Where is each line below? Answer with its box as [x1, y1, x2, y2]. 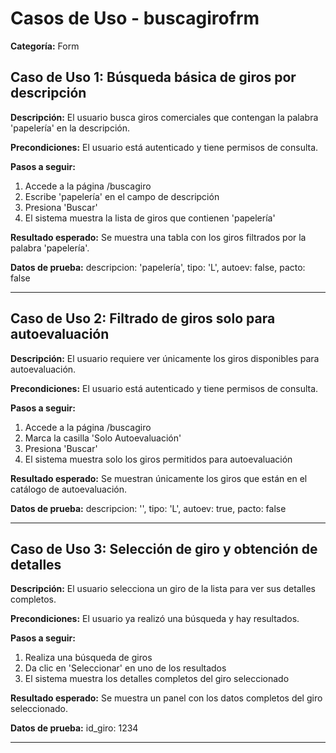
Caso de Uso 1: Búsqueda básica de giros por [10, 69, 297, 86]
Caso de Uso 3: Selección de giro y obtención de [10, 540, 318, 557]
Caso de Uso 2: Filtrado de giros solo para [10, 310, 276, 327]
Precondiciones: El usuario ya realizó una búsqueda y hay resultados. [10, 613, 300, 625]
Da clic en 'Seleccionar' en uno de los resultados [24, 662, 227, 674]
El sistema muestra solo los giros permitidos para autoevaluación [24, 453, 293, 465]
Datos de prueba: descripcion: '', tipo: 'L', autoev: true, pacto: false [10, 502, 287, 514]
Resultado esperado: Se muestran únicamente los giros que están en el [10, 472, 308, 484]
